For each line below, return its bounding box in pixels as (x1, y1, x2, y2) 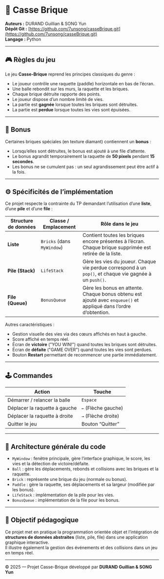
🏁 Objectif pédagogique (5, 516, 79, 524)
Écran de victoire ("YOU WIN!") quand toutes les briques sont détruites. (12, 342, 157, 348)
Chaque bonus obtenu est (82, 291, 143, 298)
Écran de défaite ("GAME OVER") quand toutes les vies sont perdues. (12, 347, 153, 352)
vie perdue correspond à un (82, 264, 146, 271)
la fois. (12, 169, 26, 175)
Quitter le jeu (7, 421, 37, 428)
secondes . (12, 158, 34, 164)
